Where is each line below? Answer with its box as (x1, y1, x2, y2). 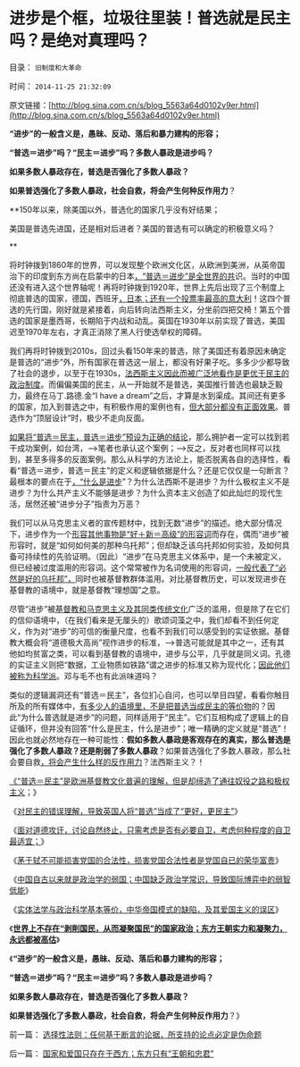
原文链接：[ (9, 99, 52, 110)
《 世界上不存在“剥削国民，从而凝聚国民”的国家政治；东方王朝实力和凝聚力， (9, 922, 287, 934)
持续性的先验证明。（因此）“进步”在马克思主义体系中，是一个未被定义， (24, 550, 287, 561)
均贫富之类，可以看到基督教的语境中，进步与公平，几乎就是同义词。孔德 (24, 648, 291, 659)
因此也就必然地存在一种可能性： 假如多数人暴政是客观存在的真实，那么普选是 (9, 734, 291, 744)
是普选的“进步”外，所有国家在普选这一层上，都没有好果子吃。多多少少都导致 (9, 357, 290, 367)
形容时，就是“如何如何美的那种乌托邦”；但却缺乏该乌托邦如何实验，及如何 (9, 540, 283, 550)
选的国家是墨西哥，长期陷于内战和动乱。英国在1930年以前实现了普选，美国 (9, 315, 286, 326)
